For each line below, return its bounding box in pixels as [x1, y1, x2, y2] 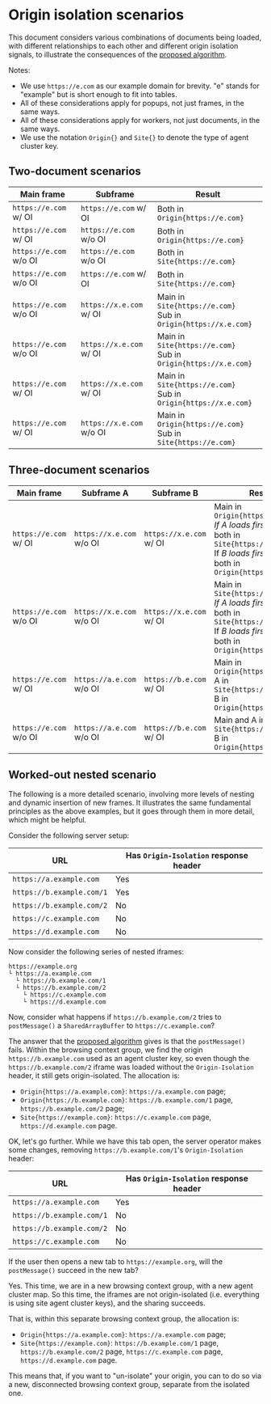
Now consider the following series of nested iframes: [8, 947, 185, 957]
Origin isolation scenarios [8, 6, 184, 24]
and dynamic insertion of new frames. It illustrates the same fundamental [8, 798, 252, 808]
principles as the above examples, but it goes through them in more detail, [8, 806, 255, 816]
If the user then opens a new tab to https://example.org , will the [8, 1257, 223, 1267]
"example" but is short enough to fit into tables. [19, 89, 177, 99]
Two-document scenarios [8, 164, 141, 179]
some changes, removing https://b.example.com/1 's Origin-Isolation [8, 1145, 244, 1155]
